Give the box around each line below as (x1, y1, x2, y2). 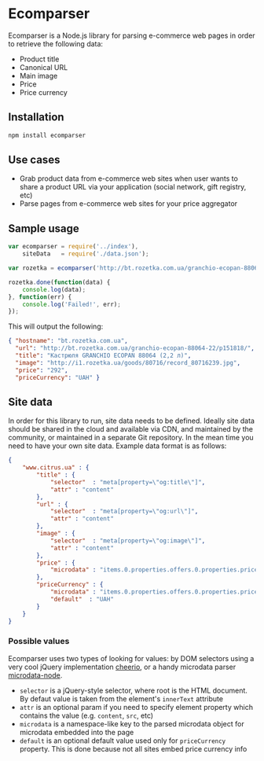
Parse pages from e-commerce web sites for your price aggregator (19, 199, 238, 208)
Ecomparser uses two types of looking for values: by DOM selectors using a (8, 653, 255, 663)
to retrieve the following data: (8, 39, 104, 48)
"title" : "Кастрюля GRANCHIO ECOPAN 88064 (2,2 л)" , (15, 351, 192, 359)
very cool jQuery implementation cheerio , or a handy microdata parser (8, 662, 236, 671)
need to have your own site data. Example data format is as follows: (8, 441, 227, 450)
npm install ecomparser (8, 131, 86, 139)
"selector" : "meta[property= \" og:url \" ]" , (49, 508, 199, 516)
